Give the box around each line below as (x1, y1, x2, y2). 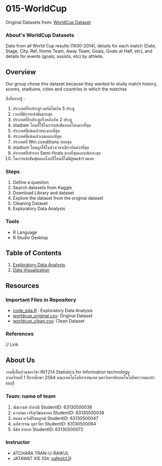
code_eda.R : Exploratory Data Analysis (12, 307, 93, 314)
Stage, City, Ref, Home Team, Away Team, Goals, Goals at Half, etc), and (5, 48, 153, 54)
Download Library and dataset (12, 190, 74, 196)
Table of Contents (5, 249, 62, 257)
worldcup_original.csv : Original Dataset (12, 313, 93, 319)
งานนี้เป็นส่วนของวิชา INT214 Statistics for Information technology (5, 369, 130, 375)
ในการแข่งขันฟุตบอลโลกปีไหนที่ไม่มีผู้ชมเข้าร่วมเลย (12, 156, 94, 162)
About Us (5, 356, 35, 364)
